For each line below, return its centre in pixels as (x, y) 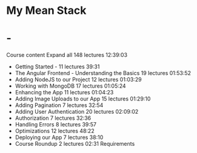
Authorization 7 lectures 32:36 (53, 118)
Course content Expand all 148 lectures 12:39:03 (67, 55)
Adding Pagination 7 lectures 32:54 (59, 105)
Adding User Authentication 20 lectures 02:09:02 (77, 112)
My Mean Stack (46, 11)
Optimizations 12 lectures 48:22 (55, 131)
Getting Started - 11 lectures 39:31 (57, 67)
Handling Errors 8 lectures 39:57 (56, 125)
